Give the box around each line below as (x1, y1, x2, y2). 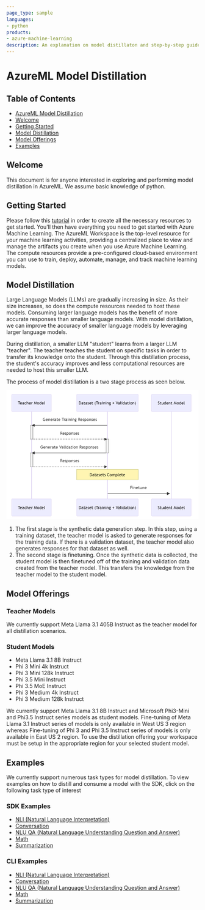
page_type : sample (6, 10, 53, 16)
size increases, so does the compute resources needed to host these (6, 303, 180, 310)
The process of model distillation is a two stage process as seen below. (6, 378, 186, 385)
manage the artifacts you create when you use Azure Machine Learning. (6, 242, 188, 250)
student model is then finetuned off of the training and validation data (15, 558, 190, 565)
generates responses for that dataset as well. (15, 545, 129, 552)
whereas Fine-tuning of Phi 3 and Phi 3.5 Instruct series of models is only (6, 727, 191, 734)
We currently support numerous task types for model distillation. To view (6, 774, 189, 781)
